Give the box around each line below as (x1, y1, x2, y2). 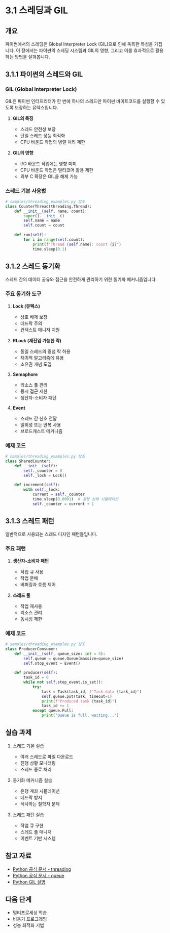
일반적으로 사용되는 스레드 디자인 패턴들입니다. (5, 531, 98, 537)
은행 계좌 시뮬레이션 (20, 788, 60, 794)
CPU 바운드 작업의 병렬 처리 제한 (20, 139, 85, 145)
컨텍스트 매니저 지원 (20, 326, 60, 333)
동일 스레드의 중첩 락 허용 (20, 348, 71, 355)
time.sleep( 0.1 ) (32, 246, 67, 251)
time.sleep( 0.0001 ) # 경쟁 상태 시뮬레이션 (32, 496, 119, 501)
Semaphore (12, 371, 38, 377)
